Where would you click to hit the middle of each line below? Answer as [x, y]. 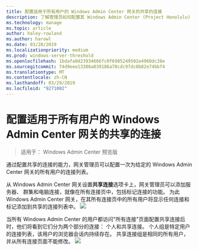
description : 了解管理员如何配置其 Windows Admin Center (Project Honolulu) [98, 17]
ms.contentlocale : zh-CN [37, 77]
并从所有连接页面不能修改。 [40, 241]
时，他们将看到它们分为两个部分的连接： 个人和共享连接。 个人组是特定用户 [98, 226]
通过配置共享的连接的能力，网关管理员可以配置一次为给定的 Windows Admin [99, 164]
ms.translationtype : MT [35, 72]
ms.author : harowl [29, 39]
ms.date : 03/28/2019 [32, 45]
